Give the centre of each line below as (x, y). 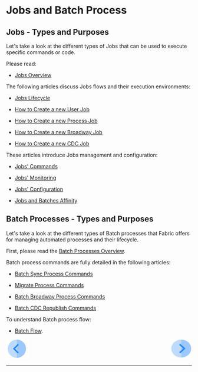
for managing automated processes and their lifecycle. (72, 240)
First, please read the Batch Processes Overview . (66, 251)
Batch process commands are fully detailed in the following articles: (88, 262)
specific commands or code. (41, 52)
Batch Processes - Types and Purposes (80, 219)
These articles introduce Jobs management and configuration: (82, 155)
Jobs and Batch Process (67, 10)
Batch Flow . (29, 331)
